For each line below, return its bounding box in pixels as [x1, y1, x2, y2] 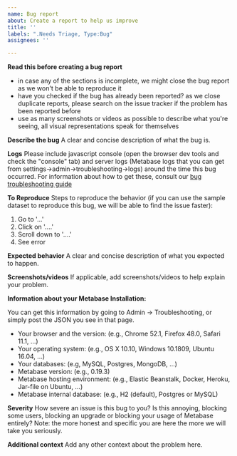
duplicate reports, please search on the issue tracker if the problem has [17, 99, 228, 108]
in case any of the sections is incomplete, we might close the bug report [17, 76, 230, 85]
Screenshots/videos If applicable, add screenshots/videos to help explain [7, 273, 226, 281]
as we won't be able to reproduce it [17, 84, 122, 93]
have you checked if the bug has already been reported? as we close [17, 92, 221, 100]
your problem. [7, 281, 48, 289]
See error [17, 238, 46, 247]
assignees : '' [7, 37, 50, 44]
